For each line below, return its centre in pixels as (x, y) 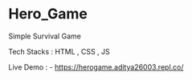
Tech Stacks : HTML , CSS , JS (59, 51)
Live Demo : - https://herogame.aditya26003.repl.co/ (96, 67)
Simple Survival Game (45, 36)
